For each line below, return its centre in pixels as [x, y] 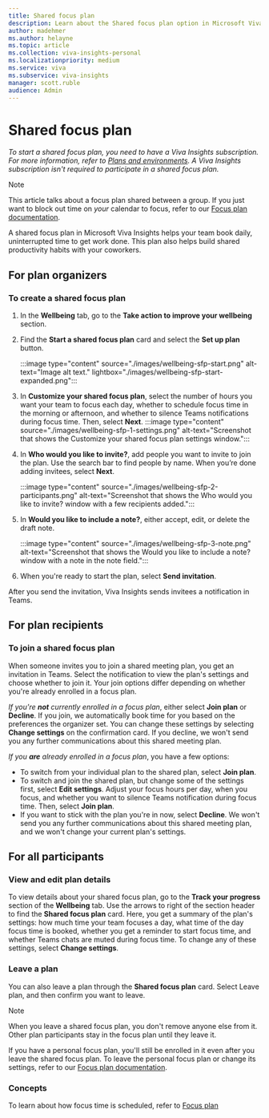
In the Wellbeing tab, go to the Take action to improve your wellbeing [136, 315]
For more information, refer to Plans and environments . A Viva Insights [125, 160]
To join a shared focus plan [62, 648]
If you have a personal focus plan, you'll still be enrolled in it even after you [131, 1050]
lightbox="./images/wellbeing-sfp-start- [157, 372]
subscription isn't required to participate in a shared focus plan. [114, 169]
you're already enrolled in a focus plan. [73, 691]
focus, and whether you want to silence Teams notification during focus [138, 797]
